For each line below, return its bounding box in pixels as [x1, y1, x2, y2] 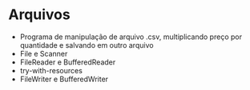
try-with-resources [19, 65, 83, 75]
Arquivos [8, 6, 71, 24]
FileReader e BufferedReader [19, 57, 116, 67]
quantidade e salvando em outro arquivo [19, 40, 154, 49]
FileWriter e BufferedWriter [19, 74, 109, 84]
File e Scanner [19, 49, 68, 58]
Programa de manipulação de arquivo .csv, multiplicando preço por [19, 32, 243, 41]
